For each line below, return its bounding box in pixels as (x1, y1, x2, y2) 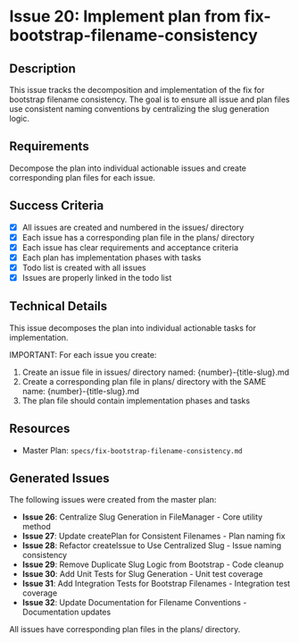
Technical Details (9, 299, 108, 314)
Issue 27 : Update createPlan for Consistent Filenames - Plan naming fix (21, 530, 286, 542)
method (21, 521, 52, 532)
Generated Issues (9, 471, 110, 486)
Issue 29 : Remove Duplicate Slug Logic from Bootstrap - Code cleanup (21, 559, 284, 570)
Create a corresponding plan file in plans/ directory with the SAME (21, 376, 266, 386)
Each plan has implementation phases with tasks (21, 252, 202, 263)
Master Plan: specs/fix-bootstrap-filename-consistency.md (21, 444, 243, 455)
